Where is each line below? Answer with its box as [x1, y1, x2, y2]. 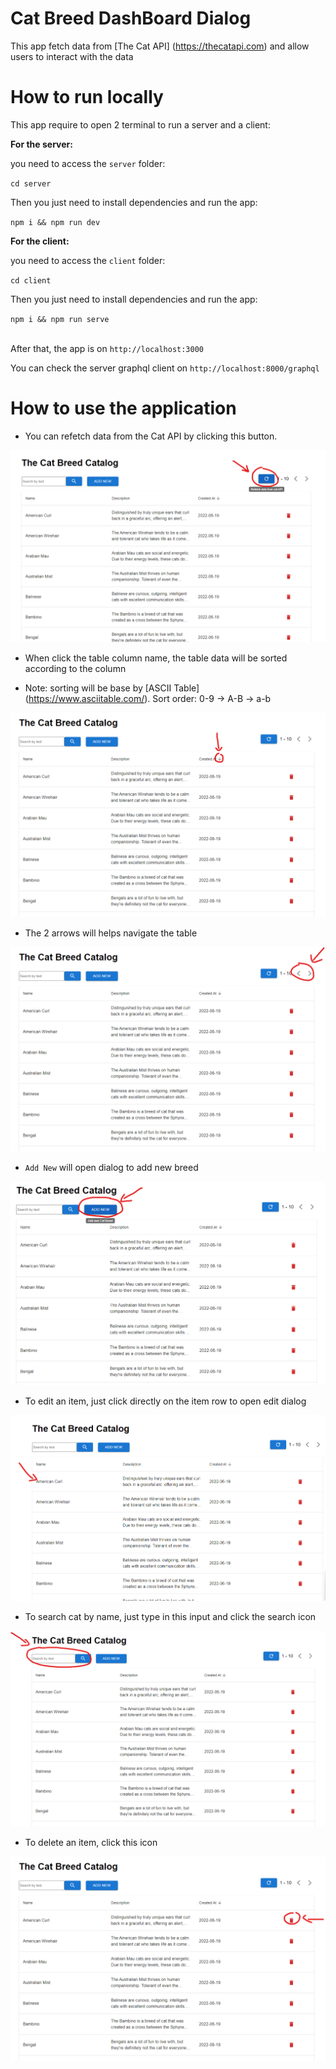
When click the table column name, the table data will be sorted [24, 652, 288, 664]
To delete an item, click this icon [24, 1837, 158, 1849]
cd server [10, 178, 52, 189]
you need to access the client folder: [10, 254, 166, 266]
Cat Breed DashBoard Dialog [10, 7, 252, 30]
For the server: [10, 138, 73, 150]
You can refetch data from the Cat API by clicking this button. [24, 430, 278, 442]
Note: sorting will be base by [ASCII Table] [24, 682, 200, 694]
